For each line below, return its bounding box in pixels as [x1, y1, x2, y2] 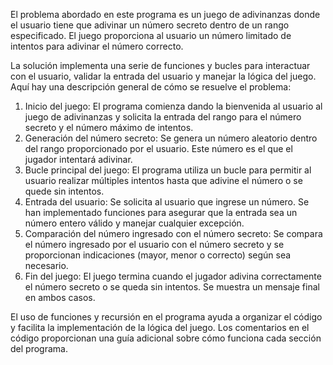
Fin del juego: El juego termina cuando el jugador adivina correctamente [24, 270, 322, 282]
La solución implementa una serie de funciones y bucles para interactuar [10, 60, 311, 71]
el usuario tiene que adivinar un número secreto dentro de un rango [10, 19, 290, 31]
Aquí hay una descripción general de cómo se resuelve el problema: [10, 81, 292, 93]
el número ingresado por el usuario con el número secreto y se [24, 239, 285, 250]
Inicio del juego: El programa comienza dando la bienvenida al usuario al [24, 100, 323, 112]
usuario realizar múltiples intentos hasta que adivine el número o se [24, 175, 303, 186]
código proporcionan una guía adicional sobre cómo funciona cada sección [10, 332, 322, 344]
